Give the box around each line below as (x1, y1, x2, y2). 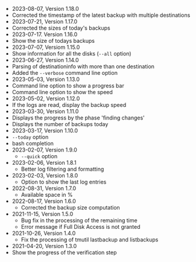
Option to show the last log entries (21, 178, 107, 185)
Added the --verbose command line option (11, 69, 118, 76)
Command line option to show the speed (11, 89, 113, 95)
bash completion (11, 140, 54, 147)
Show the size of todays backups (11, 37, 95, 44)
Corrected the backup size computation (21, 204, 121, 211)
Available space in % (21, 191, 74, 198)
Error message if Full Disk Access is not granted (21, 223, 141, 230)
